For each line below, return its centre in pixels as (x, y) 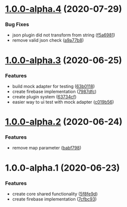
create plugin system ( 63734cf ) (44, 96)
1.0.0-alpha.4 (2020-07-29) (63, 9)
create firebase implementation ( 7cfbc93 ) (54, 199)
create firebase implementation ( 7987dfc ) (54, 91)
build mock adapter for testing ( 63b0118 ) (53, 86)
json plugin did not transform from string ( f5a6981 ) (64, 35)
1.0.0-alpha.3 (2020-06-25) (63, 60)
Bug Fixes (17, 25)
